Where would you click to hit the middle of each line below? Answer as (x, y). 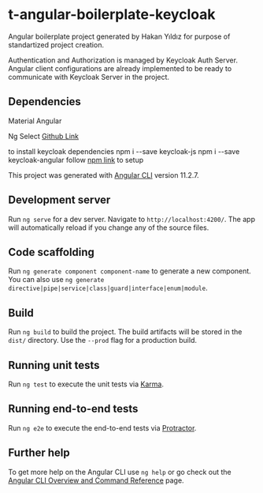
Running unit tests (54, 365)
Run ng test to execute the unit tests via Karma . (86, 384)
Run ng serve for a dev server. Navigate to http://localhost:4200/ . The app (132, 219)
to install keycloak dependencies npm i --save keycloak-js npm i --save (124, 151)
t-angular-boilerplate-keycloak (112, 15)
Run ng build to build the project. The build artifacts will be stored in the (125, 332)
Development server (59, 200)
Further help (39, 453)
